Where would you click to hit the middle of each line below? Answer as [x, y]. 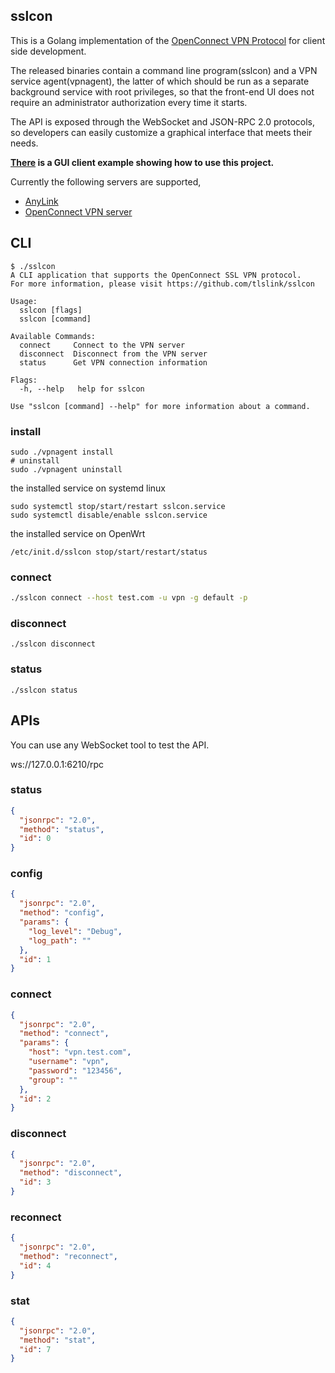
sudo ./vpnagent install [62, 452]
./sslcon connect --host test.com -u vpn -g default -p [129, 598]
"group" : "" [53, 1080]
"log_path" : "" [60, 940]
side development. [48, 51]
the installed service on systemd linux [88, 488]
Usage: [24, 301]
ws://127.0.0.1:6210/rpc [57, 764]
